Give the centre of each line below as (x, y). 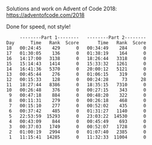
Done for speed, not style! (38, 27)
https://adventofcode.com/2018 (46, 15)
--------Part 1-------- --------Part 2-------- (83, 38)
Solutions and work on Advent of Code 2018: (62, 9)
